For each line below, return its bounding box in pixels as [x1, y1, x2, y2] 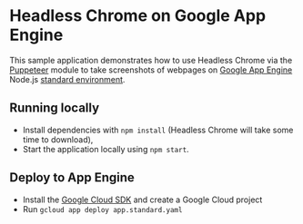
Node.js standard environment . [9, 73, 126, 84]
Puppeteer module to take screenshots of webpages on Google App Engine [9, 64, 293, 75]
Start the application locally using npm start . [22, 143, 189, 154]
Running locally [9, 101, 100, 116]
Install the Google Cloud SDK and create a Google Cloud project [22, 194, 263, 205]
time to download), [22, 133, 94, 145]
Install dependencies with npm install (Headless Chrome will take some [22, 124, 294, 135]
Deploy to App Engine [9, 170, 135, 186]
